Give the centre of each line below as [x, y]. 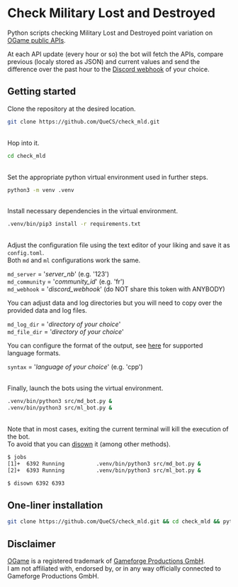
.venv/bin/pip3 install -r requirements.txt [74, 224]
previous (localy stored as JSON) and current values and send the [104, 61]
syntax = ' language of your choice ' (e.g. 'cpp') [75, 367]
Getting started [42, 91]
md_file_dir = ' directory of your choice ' [66, 332]
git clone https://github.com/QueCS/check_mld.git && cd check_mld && [114, 522]
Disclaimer [32, 544]
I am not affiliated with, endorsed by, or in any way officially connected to [114, 569]
